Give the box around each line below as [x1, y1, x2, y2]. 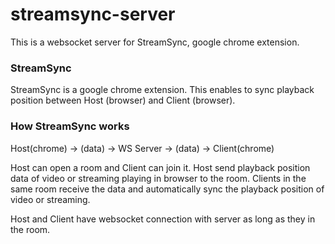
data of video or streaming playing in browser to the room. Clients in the [10, 172, 307, 184]
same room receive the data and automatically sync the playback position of [10, 183, 325, 195]
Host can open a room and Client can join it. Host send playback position [10, 161, 311, 173]
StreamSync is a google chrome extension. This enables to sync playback [10, 84, 315, 96]
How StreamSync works [10, 119, 130, 133]
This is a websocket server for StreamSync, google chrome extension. [10, 36, 300, 48]
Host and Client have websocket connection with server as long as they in [10, 213, 316, 225]
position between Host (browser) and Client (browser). [10, 94, 236, 107]
